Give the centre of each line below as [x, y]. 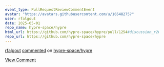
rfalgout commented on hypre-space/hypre [49, 50]
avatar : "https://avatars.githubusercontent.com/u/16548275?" [70, 14]
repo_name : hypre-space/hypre [36, 28]
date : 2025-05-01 [23, 23]
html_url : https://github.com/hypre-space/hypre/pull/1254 [66, 32]
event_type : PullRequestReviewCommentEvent [50, 9]
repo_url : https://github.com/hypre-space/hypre [55, 37]
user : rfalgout [20, 18]
